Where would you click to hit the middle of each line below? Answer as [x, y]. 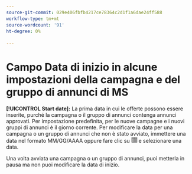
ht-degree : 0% [24, 31]
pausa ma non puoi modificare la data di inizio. [63, 165]
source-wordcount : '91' [35, 25]
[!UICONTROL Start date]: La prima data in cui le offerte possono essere [95, 109]
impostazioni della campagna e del [93, 80]
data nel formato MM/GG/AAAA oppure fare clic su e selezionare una [94, 141]
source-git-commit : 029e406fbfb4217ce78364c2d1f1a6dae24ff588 [84, 12]
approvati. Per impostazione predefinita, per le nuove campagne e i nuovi [95, 122]
